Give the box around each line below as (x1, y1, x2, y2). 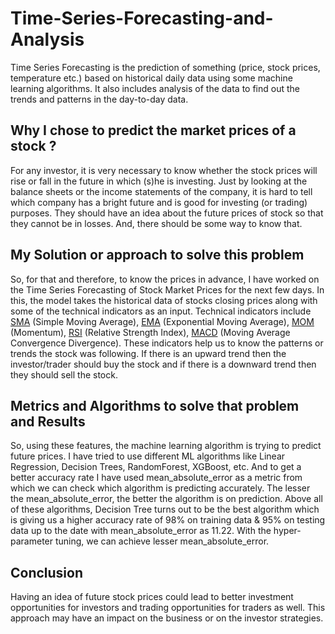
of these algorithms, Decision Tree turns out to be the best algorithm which (10, 503, 320, 516)
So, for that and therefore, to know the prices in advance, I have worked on (10, 273, 320, 285)
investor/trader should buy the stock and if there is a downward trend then (10, 358, 317, 370)
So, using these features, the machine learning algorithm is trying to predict (10, 440, 322, 452)
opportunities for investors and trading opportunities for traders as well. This (10, 602, 326, 614)
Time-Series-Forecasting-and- (10, 7, 274, 30)
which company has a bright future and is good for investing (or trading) (10, 196, 308, 208)
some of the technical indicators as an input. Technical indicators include (10, 305, 312, 317)
